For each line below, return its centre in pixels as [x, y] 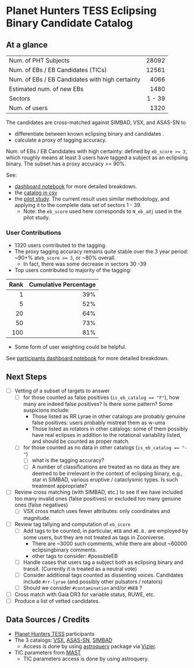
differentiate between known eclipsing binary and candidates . [89, 134]
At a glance [27, 45]
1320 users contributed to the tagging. [60, 245]
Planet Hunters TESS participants [54, 633]
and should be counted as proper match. [81, 441]
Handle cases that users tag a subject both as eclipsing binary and [103, 562]
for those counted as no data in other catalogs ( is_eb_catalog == [101, 447]
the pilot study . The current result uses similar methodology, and [92, 199]
